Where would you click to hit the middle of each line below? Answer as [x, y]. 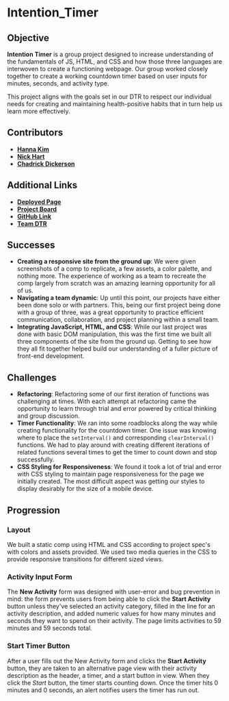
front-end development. [51, 356]
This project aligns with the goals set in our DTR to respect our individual [109, 97]
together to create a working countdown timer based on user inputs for [107, 76]
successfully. [36, 459]
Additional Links [42, 185]
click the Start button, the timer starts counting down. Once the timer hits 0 [113, 683]
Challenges [32, 378]
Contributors [35, 132]
